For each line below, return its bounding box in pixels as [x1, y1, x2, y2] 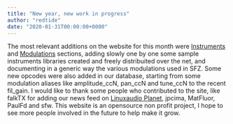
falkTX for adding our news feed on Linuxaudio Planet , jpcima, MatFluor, [7, 94, 216, 102]
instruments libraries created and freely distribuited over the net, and [7, 57, 206, 65]
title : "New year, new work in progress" [7, 10, 130, 17]
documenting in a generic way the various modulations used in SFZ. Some [7, 64, 222, 73]
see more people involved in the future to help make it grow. [7, 109, 181, 117]
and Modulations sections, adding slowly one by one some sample [7, 49, 199, 58]
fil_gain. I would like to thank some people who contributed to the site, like [7, 86, 220, 95]
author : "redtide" [7, 17, 61, 24]
